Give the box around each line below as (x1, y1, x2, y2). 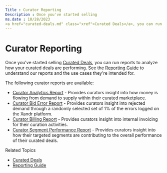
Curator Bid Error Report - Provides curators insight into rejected (12, 100, 145, 106)
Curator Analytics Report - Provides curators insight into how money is (12, 90, 158, 96)
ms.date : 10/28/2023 (5, 17, 50, 22)
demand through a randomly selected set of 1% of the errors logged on (12, 106, 159, 112)
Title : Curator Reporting (5, 7, 61, 13)
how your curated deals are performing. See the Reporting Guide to (5, 65, 144, 71)
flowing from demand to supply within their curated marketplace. (12, 95, 146, 101)
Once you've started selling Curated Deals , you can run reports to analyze (5, 60, 158, 66)
